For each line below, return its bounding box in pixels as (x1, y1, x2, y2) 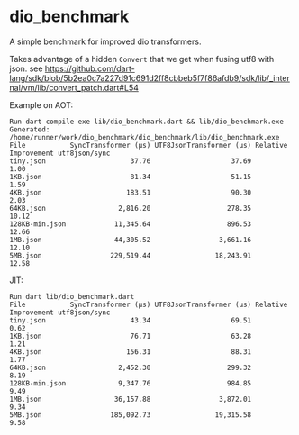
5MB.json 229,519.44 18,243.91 (9, 250, 252, 260)
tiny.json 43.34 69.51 (9, 315, 252, 325)
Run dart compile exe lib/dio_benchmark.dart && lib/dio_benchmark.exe (9, 117, 284, 126)
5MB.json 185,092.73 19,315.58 (9, 410, 252, 420)
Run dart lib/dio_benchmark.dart (9, 292, 135, 301)
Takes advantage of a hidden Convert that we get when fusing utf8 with (9, 53, 275, 64)
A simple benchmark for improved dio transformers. (9, 36, 202, 47)
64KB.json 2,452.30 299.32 (9, 363, 252, 372)
